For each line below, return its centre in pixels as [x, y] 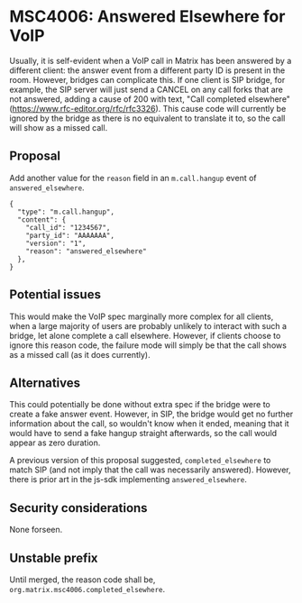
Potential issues [55, 295]
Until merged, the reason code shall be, [82, 580]
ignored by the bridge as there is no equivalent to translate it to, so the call [147, 118]
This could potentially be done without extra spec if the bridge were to [140, 405]
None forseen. [36, 530]
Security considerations [78, 508]
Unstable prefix [54, 557]
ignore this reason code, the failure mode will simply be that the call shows [148, 345]
